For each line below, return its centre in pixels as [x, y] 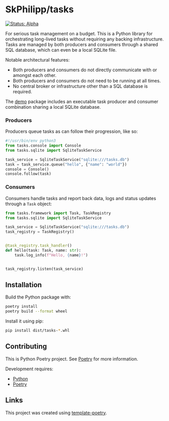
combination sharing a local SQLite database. [53, 107]
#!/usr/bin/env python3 [31, 141]
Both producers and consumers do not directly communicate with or [85, 70]
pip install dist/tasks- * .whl [38, 331]
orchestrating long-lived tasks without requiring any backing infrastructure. [84, 39]
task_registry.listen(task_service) [44, 269]
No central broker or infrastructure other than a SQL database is [80, 86]
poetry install [22, 307]
